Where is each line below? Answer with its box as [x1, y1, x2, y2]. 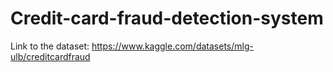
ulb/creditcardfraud [10, 50, 91, 62]
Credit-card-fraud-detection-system [10, 7, 324, 30]
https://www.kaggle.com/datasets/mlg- [91, 40, 254, 52]
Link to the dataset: [10, 40, 90, 52]
